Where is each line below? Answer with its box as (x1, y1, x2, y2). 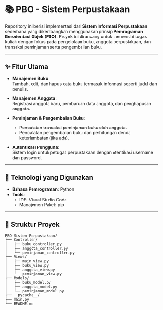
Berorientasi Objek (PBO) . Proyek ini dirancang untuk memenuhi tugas (5, 34, 147, 39)
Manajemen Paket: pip (19, 201, 64, 207)
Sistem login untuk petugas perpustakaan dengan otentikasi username (12, 149, 154, 155)
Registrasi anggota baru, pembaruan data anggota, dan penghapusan (12, 100, 151, 106)
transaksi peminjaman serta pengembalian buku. (5, 44, 102, 50)
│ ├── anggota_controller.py (5, 246, 68, 251)
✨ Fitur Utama (5, 63, 49, 71)
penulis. (12, 86, 28, 91)
